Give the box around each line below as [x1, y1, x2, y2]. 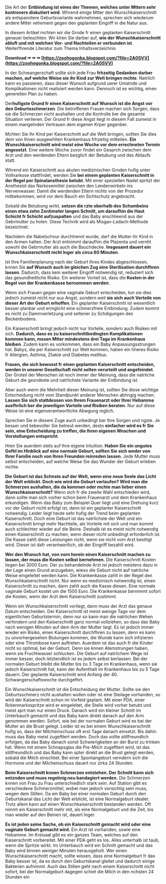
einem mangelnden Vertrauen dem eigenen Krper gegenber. [5, 121, 128, 127]
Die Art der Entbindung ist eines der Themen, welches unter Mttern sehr [5, 4, 156, 10]
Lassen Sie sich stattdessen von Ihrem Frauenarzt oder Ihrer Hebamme [5, 397, 154, 403]
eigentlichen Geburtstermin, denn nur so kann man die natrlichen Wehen [5, 614, 153, 620]
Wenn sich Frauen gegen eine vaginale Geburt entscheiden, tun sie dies [5, 290, 152, 295]
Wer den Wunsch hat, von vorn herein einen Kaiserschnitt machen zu [5, 552, 151, 557]
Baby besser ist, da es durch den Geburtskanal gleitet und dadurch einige [5, 858, 155, 864]
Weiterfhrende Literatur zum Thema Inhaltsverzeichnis [5, 46, 116, 51]
